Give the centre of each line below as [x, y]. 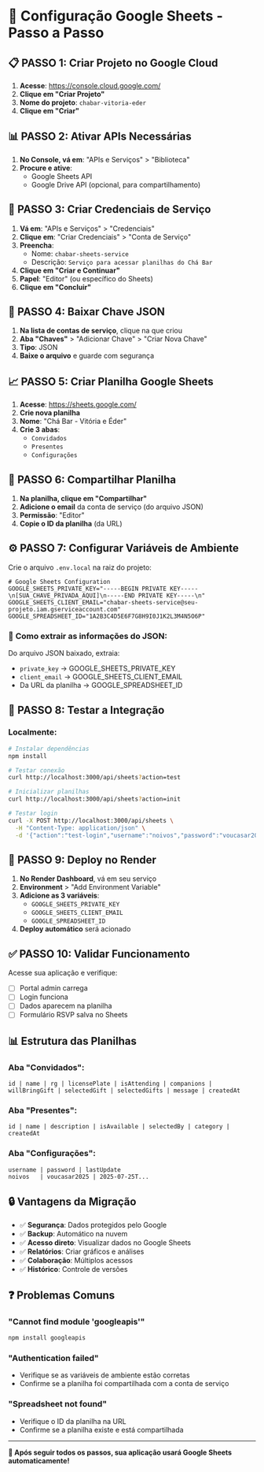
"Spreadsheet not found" [58, 1404]
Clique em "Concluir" [55, 287]
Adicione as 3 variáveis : [59, 896]
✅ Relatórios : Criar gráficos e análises [82, 1251]
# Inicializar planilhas [49, 792]
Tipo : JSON [38, 348]
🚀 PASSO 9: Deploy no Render [82, 860]
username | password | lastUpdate [65, 1169]
